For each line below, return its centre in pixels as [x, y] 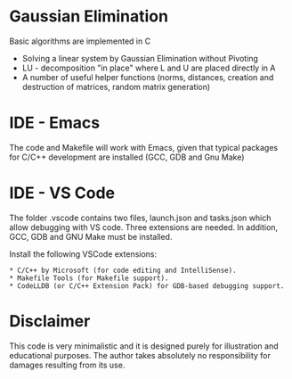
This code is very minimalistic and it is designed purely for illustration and [144, 346]
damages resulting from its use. [67, 365]
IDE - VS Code [62, 193]
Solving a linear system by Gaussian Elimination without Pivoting [140, 58]
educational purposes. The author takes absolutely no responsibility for [140, 355]
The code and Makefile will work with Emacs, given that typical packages [144, 147]
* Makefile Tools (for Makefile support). [89, 278]
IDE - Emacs [55, 123]
